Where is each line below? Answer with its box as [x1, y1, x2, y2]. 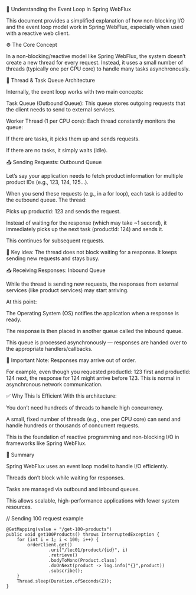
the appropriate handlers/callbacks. [6, 346, 93, 352]
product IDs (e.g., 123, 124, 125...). [6, 178, 89, 185]
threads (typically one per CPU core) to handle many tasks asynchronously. [6, 65, 190, 72]
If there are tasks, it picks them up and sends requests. [6, 135, 140, 142]
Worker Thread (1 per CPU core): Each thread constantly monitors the [6, 117, 175, 124]
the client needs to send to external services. [6, 106, 116, 113]
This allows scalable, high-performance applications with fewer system [6, 497, 179, 504]
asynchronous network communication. [6, 381, 103, 388]
